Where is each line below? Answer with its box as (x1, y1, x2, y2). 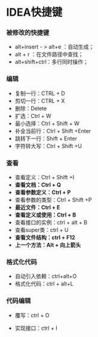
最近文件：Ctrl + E (14, 204, 60, 211)
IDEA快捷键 (6, 5, 63, 19)
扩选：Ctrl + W (14, 112, 52, 119)
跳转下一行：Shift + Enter (14, 135, 78, 142)
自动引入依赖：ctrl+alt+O (14, 273, 77, 280)
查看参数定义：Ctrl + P (14, 189, 71, 196)
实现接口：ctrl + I (14, 324, 58, 332)
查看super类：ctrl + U (14, 226, 69, 233)
